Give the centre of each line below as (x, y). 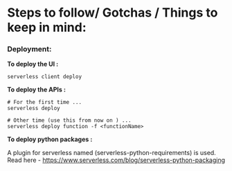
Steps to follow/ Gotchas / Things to (113, 13)
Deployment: (29, 49)
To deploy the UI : (33, 64)
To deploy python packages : (50, 139)
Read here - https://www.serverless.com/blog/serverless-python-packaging (116, 160)
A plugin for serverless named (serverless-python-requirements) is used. (111, 153)
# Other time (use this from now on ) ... (69, 120)
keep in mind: (47, 27)
